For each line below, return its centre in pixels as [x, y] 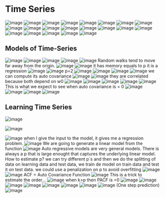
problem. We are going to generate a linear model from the [74, 143]
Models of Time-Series [41, 48]
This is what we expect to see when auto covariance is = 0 [65, 86]
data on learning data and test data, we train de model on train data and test [82, 164]
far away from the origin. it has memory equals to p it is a [82, 65]
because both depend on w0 [34, 81]
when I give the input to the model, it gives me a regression [84, 138]
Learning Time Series [39, 107]
